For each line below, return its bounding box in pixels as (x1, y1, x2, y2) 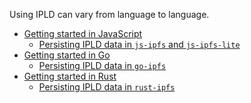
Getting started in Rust (23, 70, 117, 82)
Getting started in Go (23, 49, 111, 61)
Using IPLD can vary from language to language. (9, 9, 210, 20)
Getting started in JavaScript (23, 28, 143, 39)
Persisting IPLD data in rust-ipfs (38, 81, 176, 93)
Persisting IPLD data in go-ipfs (38, 60, 167, 71)
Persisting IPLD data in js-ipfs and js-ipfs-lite (38, 39, 241, 50)
